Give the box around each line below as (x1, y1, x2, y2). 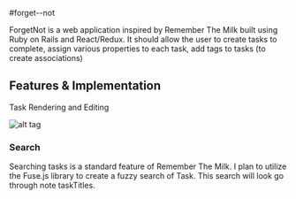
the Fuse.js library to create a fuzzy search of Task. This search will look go (9, 171, 285, 181)
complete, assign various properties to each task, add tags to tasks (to (9, 43, 267, 54)
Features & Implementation (9, 79, 162, 94)
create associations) (9, 53, 84, 63)
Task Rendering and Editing (9, 102, 110, 112)
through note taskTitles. (9, 180, 95, 191)
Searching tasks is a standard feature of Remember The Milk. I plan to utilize (9, 161, 287, 172)
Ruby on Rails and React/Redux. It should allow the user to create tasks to (9, 34, 277, 44)
